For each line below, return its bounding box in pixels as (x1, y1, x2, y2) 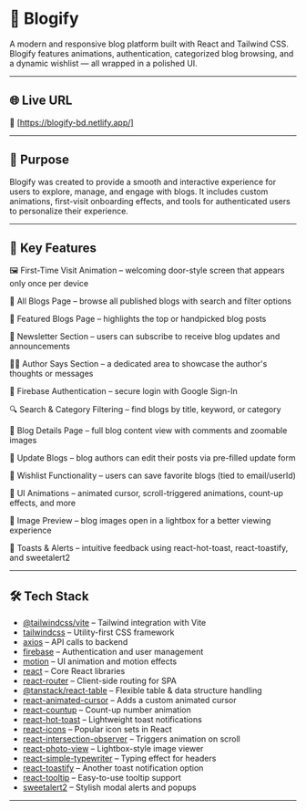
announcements (9, 341, 71, 352)
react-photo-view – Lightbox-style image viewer (22, 743, 204, 754)
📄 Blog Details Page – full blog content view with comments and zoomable (9, 425, 288, 436)
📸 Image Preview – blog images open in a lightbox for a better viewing (9, 515, 271, 526)
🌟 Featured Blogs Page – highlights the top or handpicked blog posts (9, 314, 267, 325)
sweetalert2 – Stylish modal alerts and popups (22, 782, 197, 793)
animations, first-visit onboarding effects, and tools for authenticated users (9, 195, 291, 206)
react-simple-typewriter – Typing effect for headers (22, 753, 217, 764)
